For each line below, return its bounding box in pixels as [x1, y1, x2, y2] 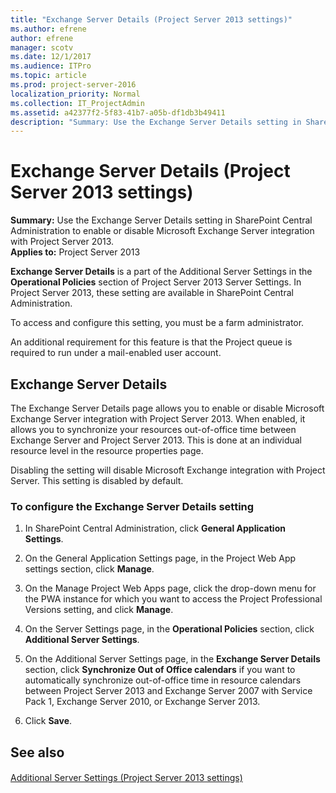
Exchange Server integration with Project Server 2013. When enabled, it [10, 413, 306, 425]
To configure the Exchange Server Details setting [10, 499, 255, 513]
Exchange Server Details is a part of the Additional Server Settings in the [10, 266, 313, 278]
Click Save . [24, 715, 73, 727]
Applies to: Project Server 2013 [10, 246, 141, 258]
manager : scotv [10, 42, 74, 53]
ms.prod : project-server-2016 [10, 80, 137, 90]
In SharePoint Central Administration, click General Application [24, 522, 286, 535]
